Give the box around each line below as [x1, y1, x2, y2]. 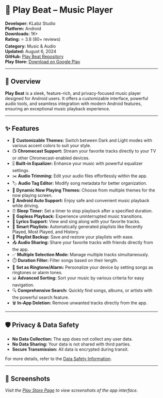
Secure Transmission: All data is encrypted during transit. [12, 346, 129, 352]
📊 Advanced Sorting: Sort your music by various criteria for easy [12, 275, 145, 281]
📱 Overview [5, 77, 41, 86]
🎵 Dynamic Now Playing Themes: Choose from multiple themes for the [12, 187, 155, 193]
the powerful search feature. [12, 294, 69, 300]
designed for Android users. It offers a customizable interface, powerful [5, 95, 148, 101]
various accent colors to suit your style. [12, 142, 91, 148]
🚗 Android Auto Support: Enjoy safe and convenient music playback [12, 197, 149, 203]
